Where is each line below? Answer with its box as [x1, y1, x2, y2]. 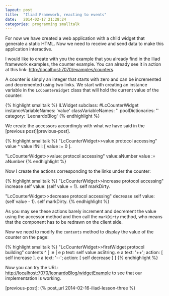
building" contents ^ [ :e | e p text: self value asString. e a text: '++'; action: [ [5, 250, 163, 256]
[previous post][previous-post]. [5, 128, 70, 134]
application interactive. [5, 46, 53, 52]
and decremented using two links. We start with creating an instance [5, 82, 147, 88]
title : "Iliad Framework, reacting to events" [5, 12, 107, 17]
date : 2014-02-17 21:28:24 [5, 17, 66, 22]
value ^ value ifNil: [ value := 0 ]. [5, 143, 72, 150]
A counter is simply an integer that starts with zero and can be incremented [5, 76, 161, 82]
